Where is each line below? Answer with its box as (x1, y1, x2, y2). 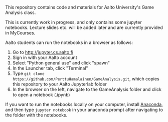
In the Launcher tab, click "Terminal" (12, 65, 88, 71)
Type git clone (12, 70, 45, 76)
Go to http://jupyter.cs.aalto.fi (12, 49, 74, 55)
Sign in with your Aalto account (12, 54, 77, 60)
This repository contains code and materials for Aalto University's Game (5, 4, 154, 10)
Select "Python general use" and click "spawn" (12, 60, 110, 65)
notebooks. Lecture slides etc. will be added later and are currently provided (5, 24, 163, 30)
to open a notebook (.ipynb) (12, 92, 70, 97)
